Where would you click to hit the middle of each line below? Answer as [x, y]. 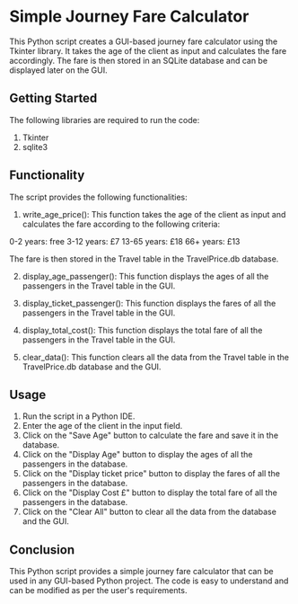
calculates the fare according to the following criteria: [121, 224]
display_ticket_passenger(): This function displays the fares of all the [149, 303]
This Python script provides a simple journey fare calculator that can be [141, 572]
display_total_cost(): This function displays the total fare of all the [142, 330]
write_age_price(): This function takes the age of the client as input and [154, 214]
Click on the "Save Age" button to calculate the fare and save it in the [150, 435]
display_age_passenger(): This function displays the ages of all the [145, 276]
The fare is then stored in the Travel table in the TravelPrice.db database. [144, 259]
